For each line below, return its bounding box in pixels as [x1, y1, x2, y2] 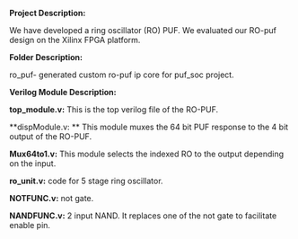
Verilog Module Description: [9, 87, 117, 97]
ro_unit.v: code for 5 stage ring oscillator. [9, 175, 163, 186]
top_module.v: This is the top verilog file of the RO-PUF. [9, 104, 219, 115]
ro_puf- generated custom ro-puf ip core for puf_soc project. [9, 69, 235, 80]
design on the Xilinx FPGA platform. [9, 35, 141, 45]
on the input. [9, 158, 57, 169]
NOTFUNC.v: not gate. [9, 193, 94, 203]
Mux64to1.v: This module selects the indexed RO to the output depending [9, 148, 285, 159]
